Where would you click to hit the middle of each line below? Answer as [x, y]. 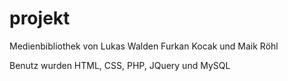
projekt [40, 18]
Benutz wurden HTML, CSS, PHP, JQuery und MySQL [120, 65]
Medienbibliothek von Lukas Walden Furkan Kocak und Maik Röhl [144, 46]
